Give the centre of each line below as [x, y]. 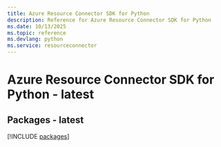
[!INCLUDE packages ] [38, 136]
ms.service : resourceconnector [52, 46]
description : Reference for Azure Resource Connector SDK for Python [109, 20]
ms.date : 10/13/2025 [37, 26]
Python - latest [51, 95]
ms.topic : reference [37, 33]
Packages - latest [46, 120]
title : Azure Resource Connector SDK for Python [78, 13]
